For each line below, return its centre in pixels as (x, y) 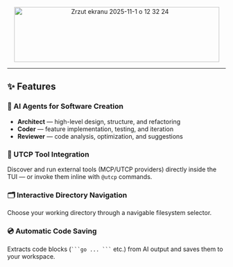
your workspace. (31, 256)
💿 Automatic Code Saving (52, 231)
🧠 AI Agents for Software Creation (65, 106)
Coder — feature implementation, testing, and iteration (95, 129)
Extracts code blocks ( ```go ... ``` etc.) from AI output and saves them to (115, 249)
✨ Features (32, 87)
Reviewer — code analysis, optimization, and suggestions (100, 136)
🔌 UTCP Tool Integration (48, 154)
